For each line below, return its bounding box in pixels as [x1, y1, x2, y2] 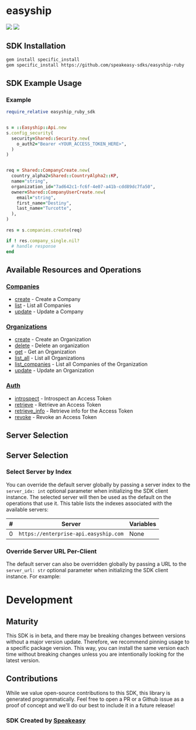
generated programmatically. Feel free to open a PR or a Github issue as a [6, 696, 184, 703]
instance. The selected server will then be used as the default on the [6, 493, 171, 500]
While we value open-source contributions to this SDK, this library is [6, 689, 171, 696]
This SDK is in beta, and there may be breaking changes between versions [6, 632, 186, 639]
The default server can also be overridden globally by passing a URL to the [6, 561, 187, 568]
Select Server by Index [6, 468, 72, 476]
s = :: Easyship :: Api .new [6, 124, 67, 131]
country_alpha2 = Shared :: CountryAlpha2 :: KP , [11, 173, 119, 179]
